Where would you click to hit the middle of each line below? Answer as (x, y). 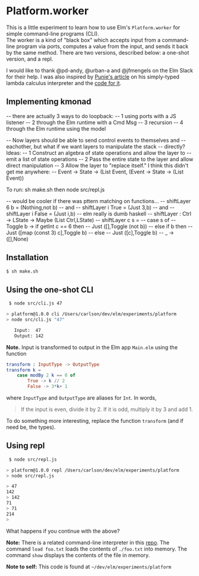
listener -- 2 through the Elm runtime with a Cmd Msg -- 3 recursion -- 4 (95, 122)
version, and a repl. (30, 59)
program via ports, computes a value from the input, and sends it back (102, 46)
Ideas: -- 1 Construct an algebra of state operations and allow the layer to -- (99, 153)
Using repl (26, 446)
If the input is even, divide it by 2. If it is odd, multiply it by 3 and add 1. (107, 409)
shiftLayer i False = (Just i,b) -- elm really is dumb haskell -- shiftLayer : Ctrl (99, 213)
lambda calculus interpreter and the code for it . (64, 83)
